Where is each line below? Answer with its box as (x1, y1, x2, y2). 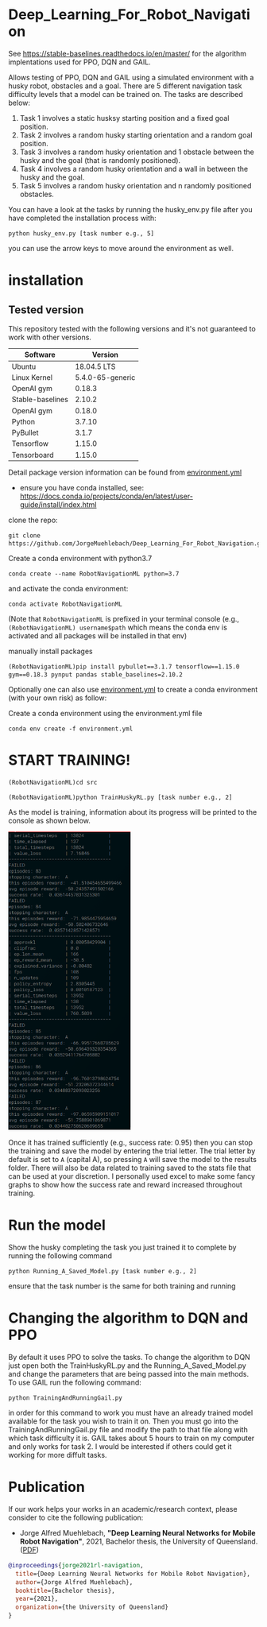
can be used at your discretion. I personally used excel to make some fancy (8, 1172, 256, 1181)
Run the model (8, 1216, 106, 1234)
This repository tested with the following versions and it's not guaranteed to (8, 323, 256, 333)
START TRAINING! (8, 751, 131, 769)
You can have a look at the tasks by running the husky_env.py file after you (8, 204, 253, 214)
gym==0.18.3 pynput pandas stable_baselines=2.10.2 (8, 671, 183, 679)
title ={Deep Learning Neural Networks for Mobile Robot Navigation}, (15, 1570, 250, 1578)
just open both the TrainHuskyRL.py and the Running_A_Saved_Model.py (8, 1361, 246, 1370)
